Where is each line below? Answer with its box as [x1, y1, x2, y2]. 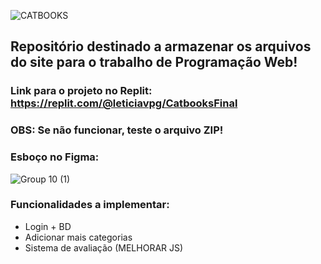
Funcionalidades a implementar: [10, 198, 170, 212]
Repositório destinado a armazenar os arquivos [10, 38, 312, 55]
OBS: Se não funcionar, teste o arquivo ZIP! [10, 123, 224, 137]
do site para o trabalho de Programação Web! [10, 54, 298, 71]
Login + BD [24, 220, 72, 232]
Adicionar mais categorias [24, 231, 133, 243]
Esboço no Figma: [10, 150, 100, 164]
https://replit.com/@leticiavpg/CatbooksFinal [10, 96, 238, 110]
